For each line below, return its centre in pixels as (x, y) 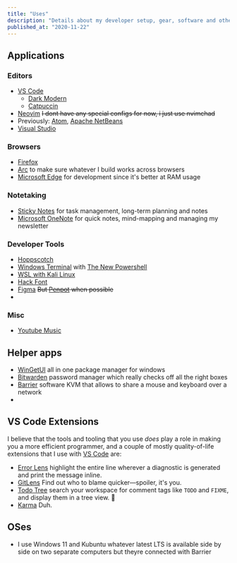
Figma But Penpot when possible (66, 289)
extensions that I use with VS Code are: (65, 454)
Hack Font (32, 281)
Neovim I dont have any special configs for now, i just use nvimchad (116, 114)
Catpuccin (43, 106)
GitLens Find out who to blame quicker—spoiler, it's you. (99, 482)
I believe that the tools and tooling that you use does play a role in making (114, 439)
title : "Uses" (28, 14)
